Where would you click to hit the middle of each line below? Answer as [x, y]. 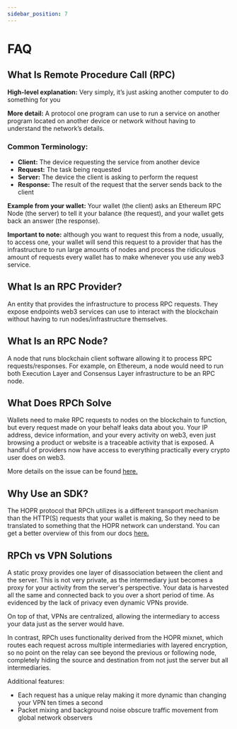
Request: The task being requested [69, 169]
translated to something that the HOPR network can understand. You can [114, 526]
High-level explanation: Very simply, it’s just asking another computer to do [118, 92]
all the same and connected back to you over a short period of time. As [111, 595]
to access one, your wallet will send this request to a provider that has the [115, 242]
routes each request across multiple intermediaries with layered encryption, [117, 645]
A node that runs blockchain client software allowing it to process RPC [110, 358]
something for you [34, 99]
